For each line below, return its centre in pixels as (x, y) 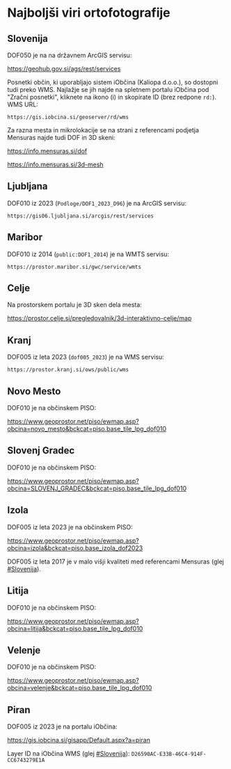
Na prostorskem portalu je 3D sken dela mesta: (75, 305)
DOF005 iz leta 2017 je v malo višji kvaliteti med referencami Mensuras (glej (115, 561)
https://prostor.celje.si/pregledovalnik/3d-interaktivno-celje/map (99, 318)
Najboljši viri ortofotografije (89, 13)
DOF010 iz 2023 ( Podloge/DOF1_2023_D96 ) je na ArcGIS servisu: (97, 203)
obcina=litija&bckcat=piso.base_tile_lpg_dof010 (75, 628)
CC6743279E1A (26, 761)
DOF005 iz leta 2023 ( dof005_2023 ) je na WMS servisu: (86, 357)
